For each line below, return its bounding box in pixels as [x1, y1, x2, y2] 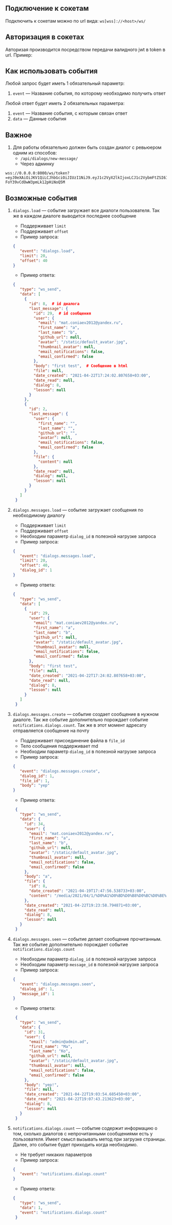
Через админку [20, 161, 55, 167]
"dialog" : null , [33, 474, 68, 479]
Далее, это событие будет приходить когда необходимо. [12, 1141, 138, 1147]
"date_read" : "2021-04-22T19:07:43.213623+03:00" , [24, 1096, 135, 1102]
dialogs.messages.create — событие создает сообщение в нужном [12, 711, 159, 717]
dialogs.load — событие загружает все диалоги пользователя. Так [12, 207, 160, 214]
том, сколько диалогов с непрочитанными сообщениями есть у [12, 1130, 153, 1136]
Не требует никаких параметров [20, 1151, 92, 1158]
